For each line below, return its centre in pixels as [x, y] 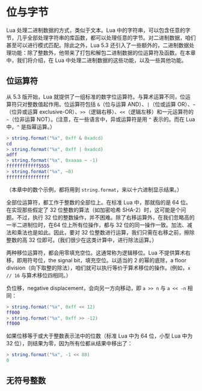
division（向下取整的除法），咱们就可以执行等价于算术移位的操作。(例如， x [98, 268]
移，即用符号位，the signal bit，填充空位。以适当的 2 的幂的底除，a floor [96, 260]
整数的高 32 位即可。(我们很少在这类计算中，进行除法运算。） [82, 240]
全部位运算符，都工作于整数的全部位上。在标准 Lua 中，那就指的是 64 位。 [99, 202]
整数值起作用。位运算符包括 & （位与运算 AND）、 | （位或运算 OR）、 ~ [111, 104]
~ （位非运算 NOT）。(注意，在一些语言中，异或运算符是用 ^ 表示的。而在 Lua [101, 119]
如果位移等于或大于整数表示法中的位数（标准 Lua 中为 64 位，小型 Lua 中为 [99, 336]
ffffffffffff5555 [28, 166]
